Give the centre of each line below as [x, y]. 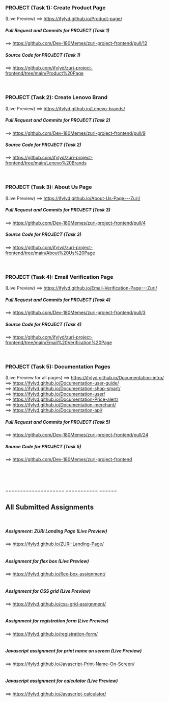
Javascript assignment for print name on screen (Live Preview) [74, 651]
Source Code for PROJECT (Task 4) [44, 324]
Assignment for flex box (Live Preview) [47, 561]
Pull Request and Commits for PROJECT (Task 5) [58, 422]
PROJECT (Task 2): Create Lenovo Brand [57, 98]
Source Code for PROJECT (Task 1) [43, 55]
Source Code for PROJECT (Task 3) [43, 234]
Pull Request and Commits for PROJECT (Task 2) [58, 120]
